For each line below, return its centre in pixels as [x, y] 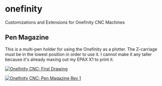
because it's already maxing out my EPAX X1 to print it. [59, 59]
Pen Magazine [27, 37]
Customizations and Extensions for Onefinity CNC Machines [65, 22]
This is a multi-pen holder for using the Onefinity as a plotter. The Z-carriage [81, 49]
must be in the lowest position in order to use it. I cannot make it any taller [79, 54]
